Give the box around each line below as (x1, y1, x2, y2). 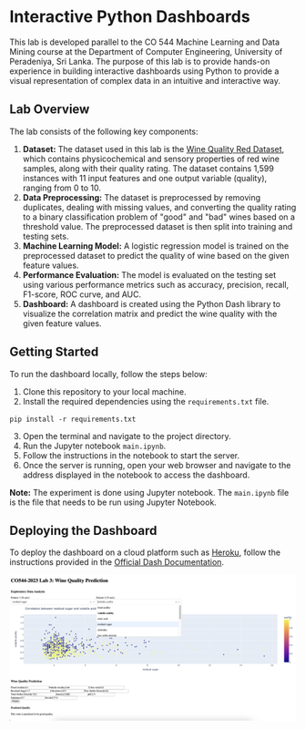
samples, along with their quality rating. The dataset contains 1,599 (22, 162, 275, 174)
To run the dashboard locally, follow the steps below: (9, 368, 208, 379)
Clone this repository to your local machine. (22, 385, 187, 397)
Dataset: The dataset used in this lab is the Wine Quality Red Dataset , (22, 143, 285, 154)
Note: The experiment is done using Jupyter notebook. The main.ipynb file (9, 487, 290, 498)
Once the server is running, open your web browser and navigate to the (22, 459, 291, 470)
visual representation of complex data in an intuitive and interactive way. (9, 75, 280, 86)
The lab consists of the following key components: (9, 126, 198, 137)
